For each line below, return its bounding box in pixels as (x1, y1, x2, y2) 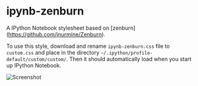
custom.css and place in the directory (6, 48, 100, 56)
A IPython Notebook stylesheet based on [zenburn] (6, 24, 136, 31)
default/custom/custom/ (6, 56, 67, 62)
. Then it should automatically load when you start (66, 55, 192, 62)
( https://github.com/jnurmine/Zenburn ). (6, 30, 105, 38)
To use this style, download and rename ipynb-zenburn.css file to (6, 42, 170, 50)
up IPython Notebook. (6, 62, 62, 69)
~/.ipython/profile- (100, 50, 153, 56)
